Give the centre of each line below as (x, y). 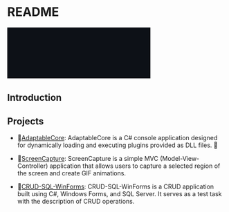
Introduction (35, 98)
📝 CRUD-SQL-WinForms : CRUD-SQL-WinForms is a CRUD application (116, 186)
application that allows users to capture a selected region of (135, 166)
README (33, 12)
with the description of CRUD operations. (76, 202)
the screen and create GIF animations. (72, 173)
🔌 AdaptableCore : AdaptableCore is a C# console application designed (117, 138)
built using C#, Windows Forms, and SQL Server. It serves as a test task (119, 194)
